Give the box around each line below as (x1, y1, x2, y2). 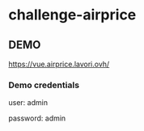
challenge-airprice (8, 6, 137, 24)
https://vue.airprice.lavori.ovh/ (8, 59, 110, 69)
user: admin (8, 98, 49, 108)
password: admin (8, 113, 66, 123)
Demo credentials (8, 79, 79, 91)
